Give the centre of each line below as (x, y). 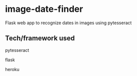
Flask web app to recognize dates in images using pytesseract (68, 23)
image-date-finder (44, 9)
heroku (12, 69)
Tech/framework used (40, 38)
